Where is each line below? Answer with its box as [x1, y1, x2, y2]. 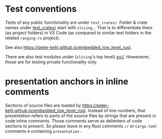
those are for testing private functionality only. [5, 59, 98, 65]
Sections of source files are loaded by [5, 102, 81, 108]
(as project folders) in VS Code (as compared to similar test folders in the [5, 30, 152, 35]
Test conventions [5, 3, 77, 15]
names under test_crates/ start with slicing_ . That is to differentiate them [5, 24, 153, 30]
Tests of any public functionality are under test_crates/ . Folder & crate [5, 19, 147, 25]
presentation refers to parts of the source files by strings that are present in [5, 113, 157, 119]
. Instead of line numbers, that [85, 107, 145, 113]
